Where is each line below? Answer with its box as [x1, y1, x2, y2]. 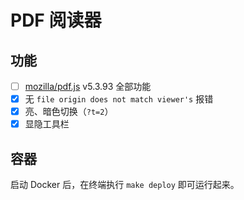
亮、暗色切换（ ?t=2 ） [24, 106, 114, 118]
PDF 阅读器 [10, 9, 102, 32]
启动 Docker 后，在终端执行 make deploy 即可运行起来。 [10, 179, 240, 191]
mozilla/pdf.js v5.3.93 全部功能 [24, 81, 152, 92]
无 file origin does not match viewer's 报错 [24, 93, 214, 105]
